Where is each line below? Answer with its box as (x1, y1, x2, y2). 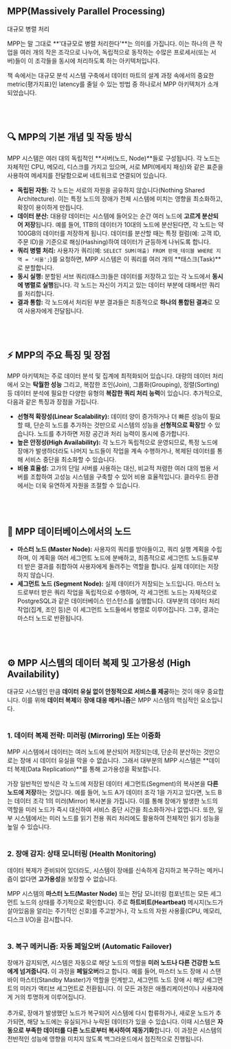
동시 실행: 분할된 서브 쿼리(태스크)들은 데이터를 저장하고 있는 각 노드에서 (16, 272, 211, 280)
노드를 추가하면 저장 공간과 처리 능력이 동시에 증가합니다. (37, 430, 190, 438)
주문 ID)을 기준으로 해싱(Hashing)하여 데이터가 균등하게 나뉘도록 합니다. (16, 237, 211, 246)
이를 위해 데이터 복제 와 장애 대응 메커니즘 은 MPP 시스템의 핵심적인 (21, 696, 199, 704)
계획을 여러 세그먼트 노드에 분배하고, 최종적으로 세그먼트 (38, 554, 190, 562)
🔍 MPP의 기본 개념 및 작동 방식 (7, 131, 133, 143)
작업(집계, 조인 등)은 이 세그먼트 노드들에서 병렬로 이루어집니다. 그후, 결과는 (16, 606, 220, 614)
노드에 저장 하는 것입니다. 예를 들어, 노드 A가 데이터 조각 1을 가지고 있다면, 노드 (7, 788, 217, 797)
